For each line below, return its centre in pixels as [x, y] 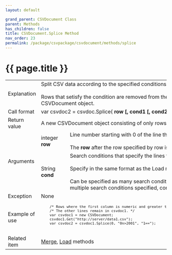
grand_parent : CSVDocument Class [41, 19]
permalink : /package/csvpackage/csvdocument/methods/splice [71, 43]
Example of [21, 214]
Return [16, 120]
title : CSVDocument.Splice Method [42, 34]
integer [49, 138]
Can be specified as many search [110, 181]
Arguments [21, 161]
